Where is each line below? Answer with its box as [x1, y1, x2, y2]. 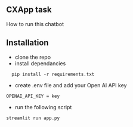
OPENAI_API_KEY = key [6, 93, 60, 99]
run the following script [14, 103, 72, 110]
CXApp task [6, 5, 52, 15]
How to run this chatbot [6, 20, 64, 27]
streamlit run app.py [6, 115, 60, 121]
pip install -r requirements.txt [11, 71, 95, 77]
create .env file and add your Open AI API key [14, 81, 127, 88]
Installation [6, 38, 49, 48]
